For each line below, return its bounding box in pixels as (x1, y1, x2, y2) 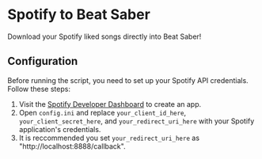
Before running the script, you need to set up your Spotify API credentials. (7, 75, 249, 85)
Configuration (7, 55, 78, 68)
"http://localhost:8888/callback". (18, 141, 126, 151)
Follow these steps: (7, 84, 70, 93)
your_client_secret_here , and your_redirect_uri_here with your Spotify (18, 116, 255, 126)
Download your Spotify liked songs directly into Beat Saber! (7, 32, 202, 41)
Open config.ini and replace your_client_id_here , (18, 108, 187, 117)
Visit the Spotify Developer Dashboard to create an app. (18, 99, 202, 108)
